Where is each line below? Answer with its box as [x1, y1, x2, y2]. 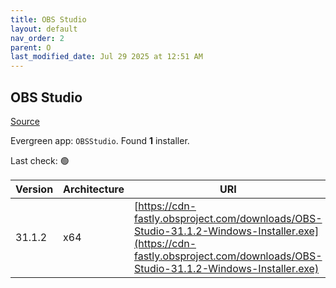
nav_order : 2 [10, 33, 65, 43]
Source [10, 115, 40, 127]
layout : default [10, 24, 78, 34]
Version [15, 182, 54, 196]
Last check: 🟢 [10, 154, 70, 166]
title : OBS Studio [10, 14, 87, 25]
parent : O [10, 42, 52, 53]
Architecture [63, 182, 125, 196]
